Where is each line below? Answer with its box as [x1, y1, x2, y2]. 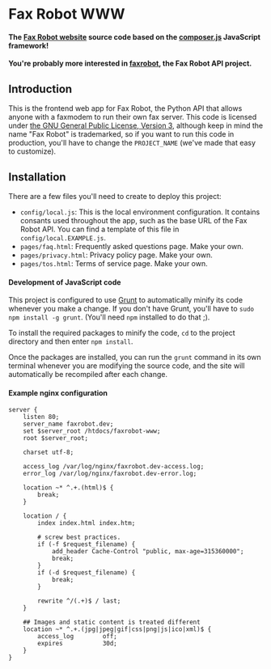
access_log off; [37, 633, 117, 641]
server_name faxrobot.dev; [23, 420, 114, 429]
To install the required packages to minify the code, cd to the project [8, 328, 236, 338]
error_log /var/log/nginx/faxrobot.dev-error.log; [23, 470, 197, 478]
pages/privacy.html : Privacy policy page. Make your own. [19, 250, 213, 260]
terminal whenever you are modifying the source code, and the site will [8, 361, 245, 370]
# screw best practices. [37, 533, 121, 542]
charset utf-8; [23, 448, 74, 457]
